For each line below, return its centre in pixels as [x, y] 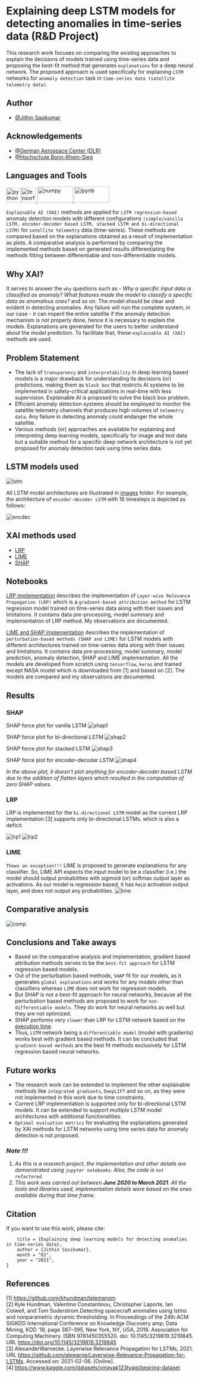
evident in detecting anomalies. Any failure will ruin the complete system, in [99, 307]
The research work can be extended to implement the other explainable [102, 1085]
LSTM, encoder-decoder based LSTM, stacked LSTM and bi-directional [93, 225]
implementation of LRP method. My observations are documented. [88, 621]
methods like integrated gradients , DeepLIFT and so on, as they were [100, 1091]
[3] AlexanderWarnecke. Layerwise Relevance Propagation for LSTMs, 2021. [100, 1349]
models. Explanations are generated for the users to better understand [92, 326]
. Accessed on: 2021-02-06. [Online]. [69, 1362]
